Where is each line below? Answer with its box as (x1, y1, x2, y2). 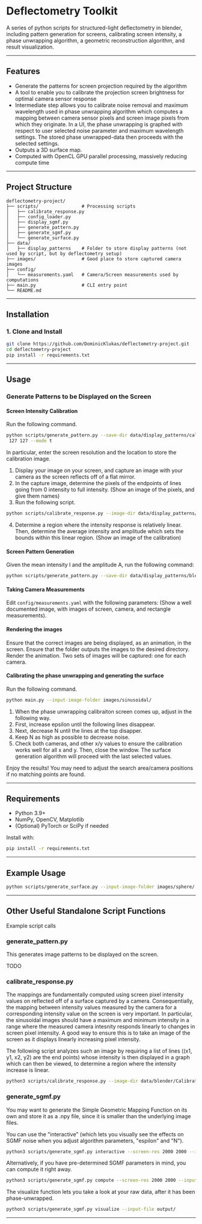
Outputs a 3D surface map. (14, 146, 82, 153)
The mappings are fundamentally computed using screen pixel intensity (6, 991, 184, 999)
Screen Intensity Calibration (6, 407, 78, 414)
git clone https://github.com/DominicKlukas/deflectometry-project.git (6, 341, 189, 347)
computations (6, 277, 39, 283)
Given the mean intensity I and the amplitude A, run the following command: (6, 561, 194, 569)
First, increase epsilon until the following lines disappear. (14, 720, 156, 728)
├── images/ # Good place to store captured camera (6, 256, 182, 262)
